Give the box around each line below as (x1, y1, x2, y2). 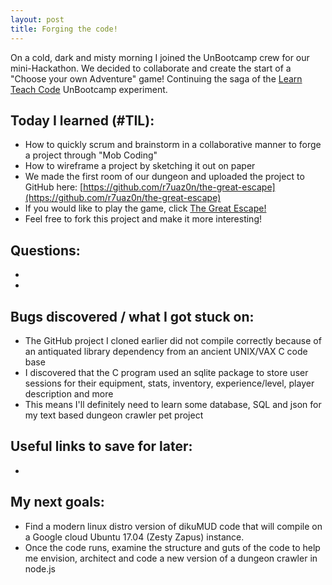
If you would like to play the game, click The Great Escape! (24, 202, 267, 215)
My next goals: (10, 494, 105, 511)
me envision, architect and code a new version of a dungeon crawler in (24, 552, 318, 564)
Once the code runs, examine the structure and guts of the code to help (24, 541, 321, 553)
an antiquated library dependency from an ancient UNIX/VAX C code (24, 345, 308, 357)
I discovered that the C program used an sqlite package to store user (24, 366, 309, 378)
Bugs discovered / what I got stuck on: (10, 308, 255, 325)
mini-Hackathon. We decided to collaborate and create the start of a (10, 62, 292, 74)
